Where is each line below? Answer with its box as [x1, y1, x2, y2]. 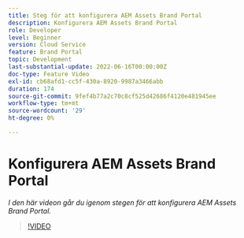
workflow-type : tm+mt [8, 99, 79, 107]
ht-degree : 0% [8, 114, 55, 122]
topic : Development [8, 56, 72, 64]
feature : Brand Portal [8, 48, 83, 56]
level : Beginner [8, 33, 61, 42]
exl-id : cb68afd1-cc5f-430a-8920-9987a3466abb [8, 77, 164, 85]
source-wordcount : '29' [8, 107, 87, 115]
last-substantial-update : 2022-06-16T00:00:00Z [8, 63, 168, 71]
